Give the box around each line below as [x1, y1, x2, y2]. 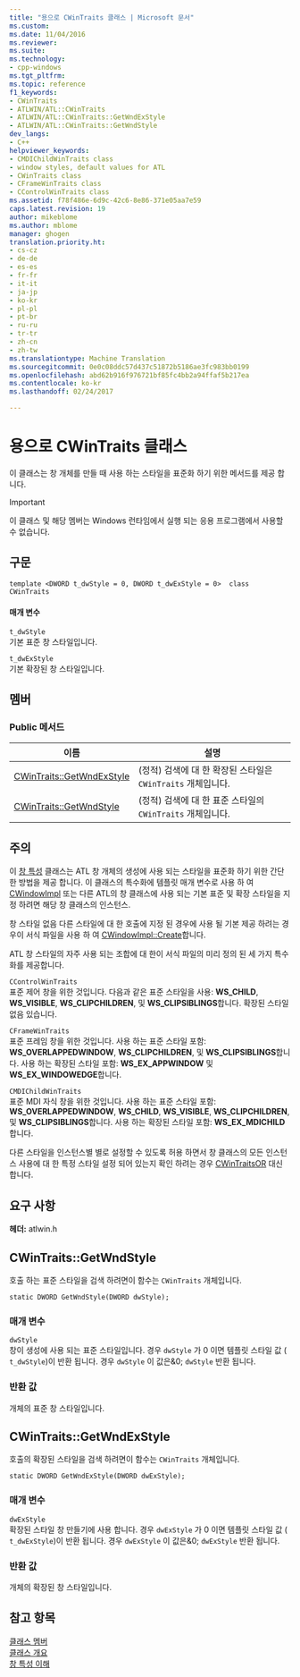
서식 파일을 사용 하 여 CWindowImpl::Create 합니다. [25, 929, 206, 940]
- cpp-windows [9, 64, 62, 72]
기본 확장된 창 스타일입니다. [9, 663, 105, 673]
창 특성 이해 [9, 1658, 51, 1669]
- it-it [9, 279, 38, 288]
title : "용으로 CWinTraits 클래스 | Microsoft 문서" [9, 13, 195, 22]
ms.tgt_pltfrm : [9, 72, 66, 80]
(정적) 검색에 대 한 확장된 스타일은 [137, 764, 273, 776]
